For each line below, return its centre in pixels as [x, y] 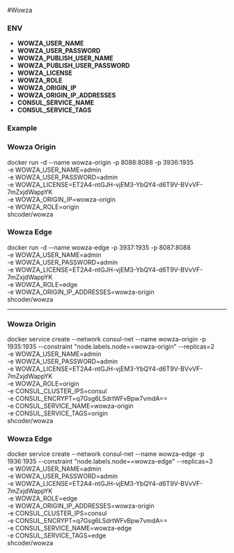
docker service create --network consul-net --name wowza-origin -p [107, 339]
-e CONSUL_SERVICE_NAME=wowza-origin [70, 406]
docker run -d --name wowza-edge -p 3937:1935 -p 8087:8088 [99, 247]
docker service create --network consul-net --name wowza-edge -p [106, 454]
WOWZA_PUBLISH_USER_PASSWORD [73, 66]
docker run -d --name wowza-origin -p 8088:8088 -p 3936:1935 [100, 162]
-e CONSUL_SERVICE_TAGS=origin [57, 413]
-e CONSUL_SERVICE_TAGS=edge [57, 536]
